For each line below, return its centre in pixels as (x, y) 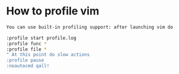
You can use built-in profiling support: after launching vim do (89, 27)
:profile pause (25, 60)
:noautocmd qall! (28, 66)
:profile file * (26, 49)
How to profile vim (53, 11)
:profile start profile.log (41, 38)
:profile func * (26, 43)
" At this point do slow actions (48, 55)
